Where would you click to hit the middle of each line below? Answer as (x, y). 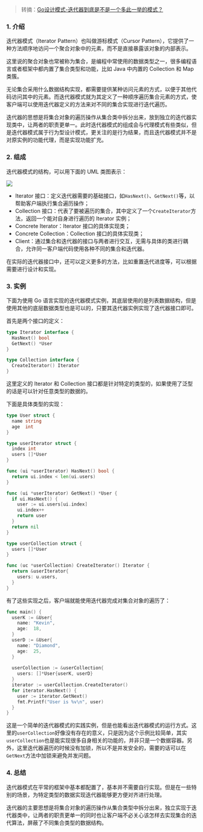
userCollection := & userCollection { (58, 668)
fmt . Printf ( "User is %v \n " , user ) (60, 702)
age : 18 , (30, 629)
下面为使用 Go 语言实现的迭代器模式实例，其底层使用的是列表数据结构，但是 (101, 300)
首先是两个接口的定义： (35, 320)
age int (23, 427)
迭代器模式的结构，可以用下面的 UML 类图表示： (66, 171)
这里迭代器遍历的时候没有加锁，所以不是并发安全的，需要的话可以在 (101, 748)
